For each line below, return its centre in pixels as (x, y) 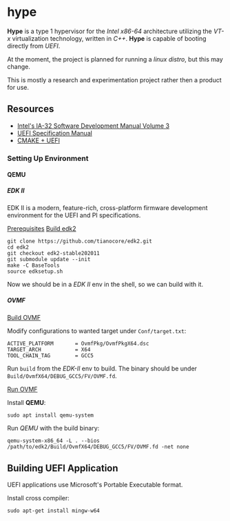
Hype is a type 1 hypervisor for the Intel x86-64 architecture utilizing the (109, 31)
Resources (31, 109)
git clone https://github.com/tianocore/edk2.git (80, 241)
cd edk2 (18, 247)
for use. (18, 87)
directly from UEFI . (34, 46)
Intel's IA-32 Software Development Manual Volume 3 (93, 126)
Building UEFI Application (63, 468)
